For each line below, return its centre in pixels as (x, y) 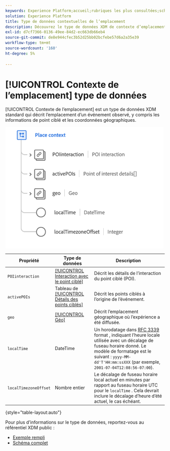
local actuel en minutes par (122, 379)
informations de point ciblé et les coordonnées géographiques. (71, 120)
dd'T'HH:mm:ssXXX (112, 362)
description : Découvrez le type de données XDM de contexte (70, 27)
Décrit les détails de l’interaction (127, 273)
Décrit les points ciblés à (120, 294)
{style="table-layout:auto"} (33, 412)
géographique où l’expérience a (127, 317)
